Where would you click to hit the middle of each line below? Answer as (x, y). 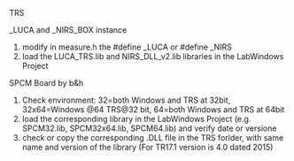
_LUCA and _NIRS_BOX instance (68, 30)
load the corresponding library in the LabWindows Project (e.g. (136, 119)
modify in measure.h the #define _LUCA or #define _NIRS (127, 47)
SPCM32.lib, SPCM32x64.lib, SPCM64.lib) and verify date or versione (149, 128)
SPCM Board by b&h (46, 83)
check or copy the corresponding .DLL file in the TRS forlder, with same (153, 138)
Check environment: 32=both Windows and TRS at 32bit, (126, 100)
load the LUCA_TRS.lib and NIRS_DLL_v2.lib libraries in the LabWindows (153, 56)
